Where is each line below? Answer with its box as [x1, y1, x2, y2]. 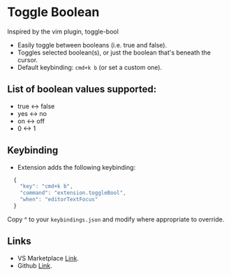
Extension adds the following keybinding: [17, 163, 136, 171]
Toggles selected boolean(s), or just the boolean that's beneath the [17, 48, 211, 57]
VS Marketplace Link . [17, 254, 79, 262]
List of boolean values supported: [7, 83, 157, 95]
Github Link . [17, 261, 52, 270]
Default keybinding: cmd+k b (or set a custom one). [17, 63, 163, 71]
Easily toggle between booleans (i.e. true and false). [17, 41, 167, 49]
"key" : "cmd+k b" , [20, 183, 73, 190]
